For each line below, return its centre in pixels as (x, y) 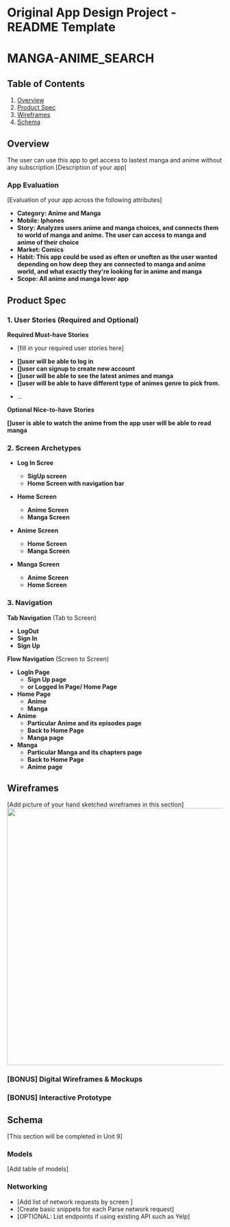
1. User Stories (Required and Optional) (73, 320)
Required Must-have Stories (48, 334)
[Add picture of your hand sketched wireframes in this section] (95, 805)
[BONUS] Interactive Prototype (59, 1098)
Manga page (46, 737)
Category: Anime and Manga (59, 213)
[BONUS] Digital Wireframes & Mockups (75, 1079)
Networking (27, 1187)
